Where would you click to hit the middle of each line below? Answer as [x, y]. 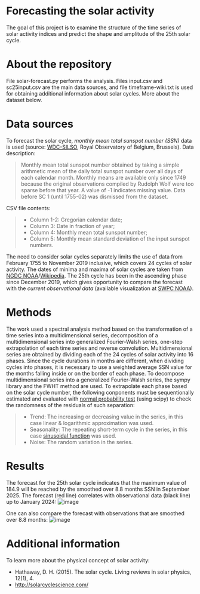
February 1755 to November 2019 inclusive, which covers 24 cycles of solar [99, 263]
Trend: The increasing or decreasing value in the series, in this [106, 417]
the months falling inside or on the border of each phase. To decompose [95, 373]
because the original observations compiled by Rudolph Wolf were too [107, 184]
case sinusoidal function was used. [73, 436]
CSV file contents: [28, 208]
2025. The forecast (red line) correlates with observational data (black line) [99, 495]
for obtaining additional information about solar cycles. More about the [93, 93]
